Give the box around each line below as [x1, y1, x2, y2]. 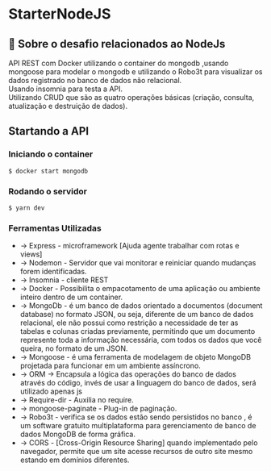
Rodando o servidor [8, 185, 87, 197]
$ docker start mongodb [8, 167, 89, 175]
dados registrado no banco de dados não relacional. [8, 76, 182, 85]
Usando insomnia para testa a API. [8, 84, 123, 94]
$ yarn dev [8, 203, 45, 212]
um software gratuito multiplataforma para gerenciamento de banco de [19, 421, 256, 431]
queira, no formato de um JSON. [19, 344, 128, 353]
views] [19, 249, 43, 259]
